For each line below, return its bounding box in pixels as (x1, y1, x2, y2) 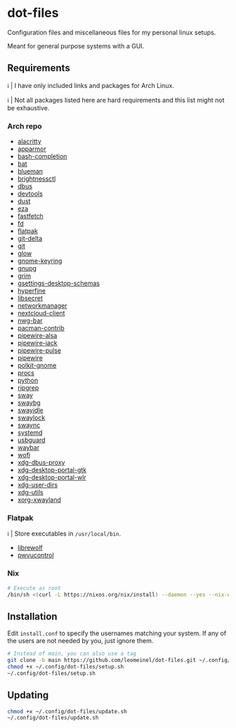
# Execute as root (7, 585, 61, 592)
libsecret (17, 294, 44, 303)
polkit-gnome (17, 361, 57, 370)
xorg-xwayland (17, 495, 62, 504)
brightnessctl (17, 174, 56, 183)
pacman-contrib (17, 324, 65, 332)
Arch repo (7, 121, 42, 131)
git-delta (17, 234, 43, 243)
